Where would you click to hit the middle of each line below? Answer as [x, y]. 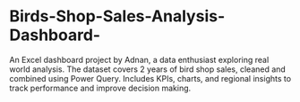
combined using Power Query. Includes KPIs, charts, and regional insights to [150, 78]
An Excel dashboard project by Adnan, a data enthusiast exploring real [139, 59]
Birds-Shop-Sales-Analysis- [117, 16]
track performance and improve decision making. [100, 88]
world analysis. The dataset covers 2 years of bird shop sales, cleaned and [148, 69]
